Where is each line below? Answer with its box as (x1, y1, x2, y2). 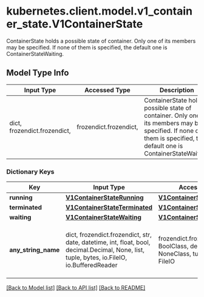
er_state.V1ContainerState (6, 17, 143, 31)
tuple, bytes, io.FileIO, (66, 253, 127, 262)
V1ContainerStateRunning (66, 193, 144, 202)
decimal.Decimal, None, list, (66, 246, 144, 254)
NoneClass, (158, 250, 191, 258)
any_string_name (9, 246, 60, 254)
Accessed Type (84, 86, 131, 94)
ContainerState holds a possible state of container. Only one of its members (6, 37, 196, 44)
